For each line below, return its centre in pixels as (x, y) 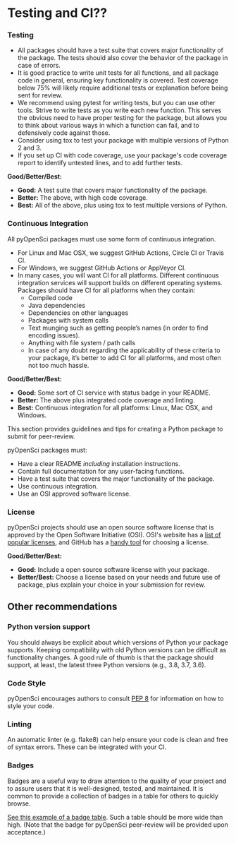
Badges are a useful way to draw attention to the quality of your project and (117, 781)
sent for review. (40, 95)
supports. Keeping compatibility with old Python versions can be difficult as (117, 650)
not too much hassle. (58, 365)
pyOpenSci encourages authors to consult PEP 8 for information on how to (116, 699)
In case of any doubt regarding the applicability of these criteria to (124, 350)
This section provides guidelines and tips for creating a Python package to (115, 429)
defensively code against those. (64, 133)
